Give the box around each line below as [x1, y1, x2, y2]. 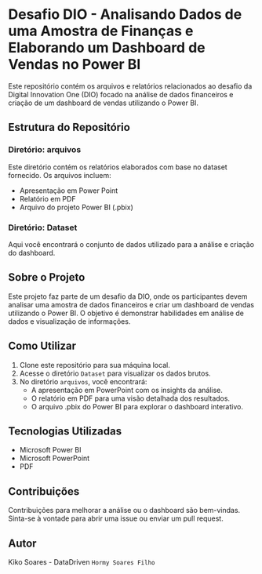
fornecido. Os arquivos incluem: [8, 170, 111, 180]
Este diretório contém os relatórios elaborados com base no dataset [8, 162, 227, 172]
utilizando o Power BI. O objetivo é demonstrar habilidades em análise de [8, 308, 245, 318]
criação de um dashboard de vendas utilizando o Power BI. [8, 98, 198, 107]
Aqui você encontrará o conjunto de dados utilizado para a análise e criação [8, 239, 255, 249]
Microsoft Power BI [19, 445, 82, 455]
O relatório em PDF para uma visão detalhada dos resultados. [31, 394, 230, 403]
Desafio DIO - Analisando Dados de [8, 5, 242, 24]
